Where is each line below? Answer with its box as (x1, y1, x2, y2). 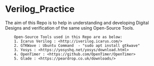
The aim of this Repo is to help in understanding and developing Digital (5, 20, 149, 26)
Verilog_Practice (5, 3, 75, 15)
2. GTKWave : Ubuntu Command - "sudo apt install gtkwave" (14, 43, 140, 48)
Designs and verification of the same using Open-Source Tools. (5, 25, 134, 31)
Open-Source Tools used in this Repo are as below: (14, 34, 122, 39)
